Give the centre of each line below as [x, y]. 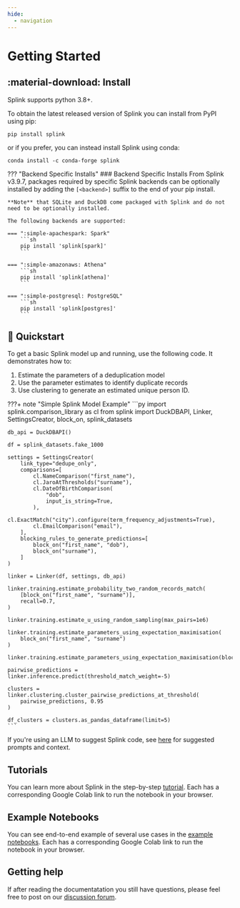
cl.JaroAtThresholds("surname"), [83, 483]
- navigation [33, 21]
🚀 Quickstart [36, 336]
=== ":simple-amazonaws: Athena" [57, 265]
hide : [15, 14]
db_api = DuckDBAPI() [40, 433]
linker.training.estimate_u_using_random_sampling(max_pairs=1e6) [108, 620]
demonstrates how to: [40, 361]
